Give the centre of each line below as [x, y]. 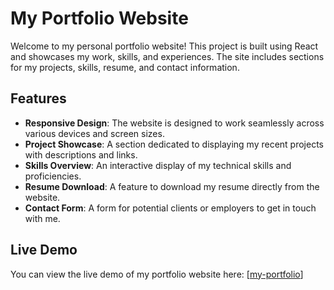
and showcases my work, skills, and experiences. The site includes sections [167, 56]
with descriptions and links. [81, 154]
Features [38, 98]
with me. [42, 218]
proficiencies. [53, 176]
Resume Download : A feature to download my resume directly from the [172, 186]
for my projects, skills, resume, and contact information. [125, 67]
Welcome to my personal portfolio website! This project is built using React [164, 46]
